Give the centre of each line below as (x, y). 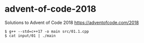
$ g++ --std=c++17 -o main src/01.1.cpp (47, 31)
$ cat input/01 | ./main (30, 36)
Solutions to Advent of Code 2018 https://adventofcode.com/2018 (72, 22)
